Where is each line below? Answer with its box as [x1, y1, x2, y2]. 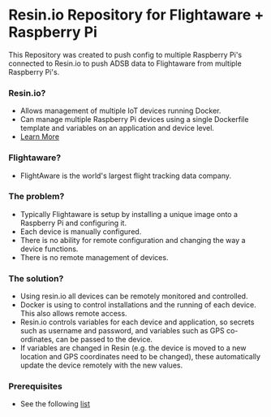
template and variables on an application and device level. [19, 124, 215, 133]
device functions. [19, 244, 79, 254]
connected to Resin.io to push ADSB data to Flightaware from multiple [8, 59, 242, 68]
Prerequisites [8, 380, 62, 392]
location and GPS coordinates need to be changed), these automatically [19, 352, 261, 362]
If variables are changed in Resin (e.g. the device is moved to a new [19, 343, 247, 353]
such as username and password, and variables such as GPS [19, 326, 225, 336]
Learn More [19, 132, 59, 141]
